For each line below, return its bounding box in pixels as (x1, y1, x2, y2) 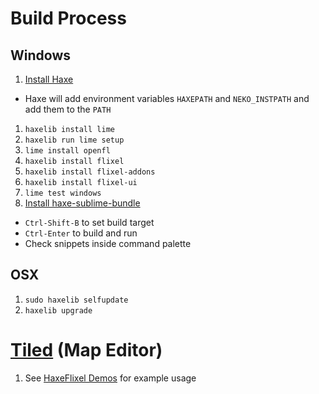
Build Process (10, 7, 127, 30)
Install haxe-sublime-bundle (24, 197, 141, 209)
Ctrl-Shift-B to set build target (24, 217, 155, 228)
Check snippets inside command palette (24, 238, 192, 249)
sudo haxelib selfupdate (24, 295, 129, 305)
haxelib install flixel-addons (24, 167, 156, 177)
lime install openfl (24, 146, 111, 156)
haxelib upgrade (24, 305, 93, 316)
